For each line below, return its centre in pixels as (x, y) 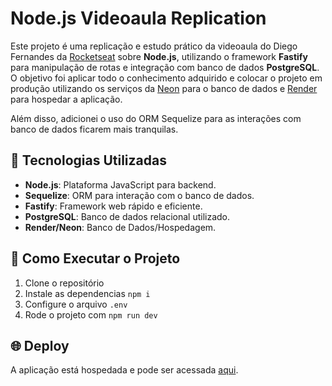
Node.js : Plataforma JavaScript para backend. (120, 184)
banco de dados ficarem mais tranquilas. (94, 129)
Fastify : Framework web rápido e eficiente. (113, 206)
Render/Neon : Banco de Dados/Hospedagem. (120, 227)
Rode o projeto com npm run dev (91, 314)
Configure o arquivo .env (76, 304)
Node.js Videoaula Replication (138, 18)
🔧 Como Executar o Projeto (95, 258)
